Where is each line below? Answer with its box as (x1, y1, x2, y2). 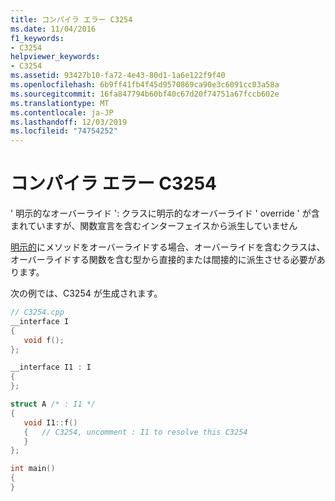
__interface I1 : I (10, 362, 92, 373)
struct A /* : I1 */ (10, 399, 97, 410)
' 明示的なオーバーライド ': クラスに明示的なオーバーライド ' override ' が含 (10, 207, 320, 220)
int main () (10, 464, 56, 474)
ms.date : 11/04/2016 (10, 24, 97, 34)
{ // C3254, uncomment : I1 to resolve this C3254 (23, 427, 248, 437)
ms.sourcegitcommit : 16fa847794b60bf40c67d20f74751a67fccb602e (10, 89, 280, 99)
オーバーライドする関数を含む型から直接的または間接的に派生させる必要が (10, 254, 317, 266)
